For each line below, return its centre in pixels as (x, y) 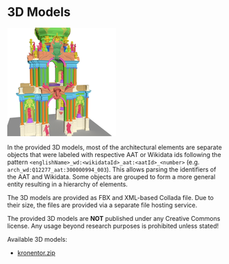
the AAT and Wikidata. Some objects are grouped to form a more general (111, 176)
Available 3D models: (37, 239)
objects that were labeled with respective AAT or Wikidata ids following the (114, 154)
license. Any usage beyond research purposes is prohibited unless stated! (113, 226)
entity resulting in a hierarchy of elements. (68, 184)
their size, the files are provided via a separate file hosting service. (102, 205)
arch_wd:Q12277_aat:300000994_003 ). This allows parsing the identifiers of (112, 169)
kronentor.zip (36, 253)
